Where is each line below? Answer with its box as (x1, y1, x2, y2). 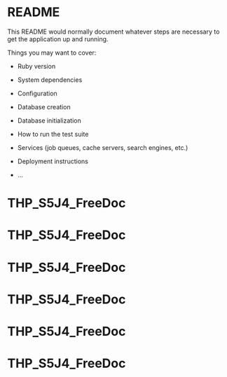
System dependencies (17, 75, 83, 84)
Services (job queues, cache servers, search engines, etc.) (17, 143, 188, 151)
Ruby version (17, 62, 56, 70)
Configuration (17, 89, 57, 97)
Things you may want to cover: (7, 48, 97, 57)
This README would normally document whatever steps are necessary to (7, 27, 220, 36)
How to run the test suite (17, 130, 89, 138)
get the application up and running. (7, 34, 109, 43)
